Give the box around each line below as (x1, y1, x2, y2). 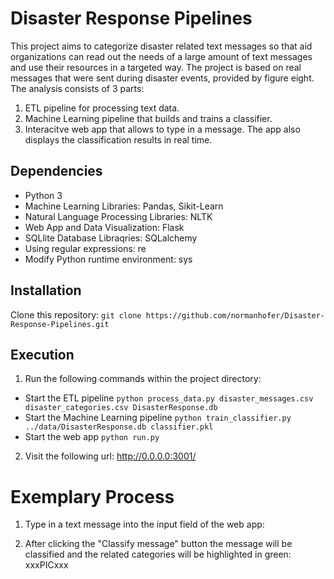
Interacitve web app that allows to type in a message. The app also (24, 123, 301, 135)
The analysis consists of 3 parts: (10, 82, 145, 94)
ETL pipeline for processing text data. (24, 102, 180, 114)
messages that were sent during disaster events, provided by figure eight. (10, 72, 315, 84)
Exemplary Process (10, 485, 175, 508)
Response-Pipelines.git (10, 319, 110, 329)
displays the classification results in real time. (24, 133, 213, 146)
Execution (10, 346, 75, 363)
